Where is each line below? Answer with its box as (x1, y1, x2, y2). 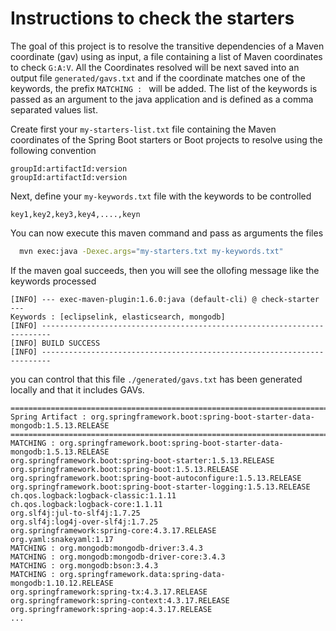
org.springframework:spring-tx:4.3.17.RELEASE (10, 587, 208, 597)
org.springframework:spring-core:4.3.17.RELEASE (10, 525, 217, 536)
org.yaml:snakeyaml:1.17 (10, 534, 114, 544)
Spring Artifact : (10, 412, 87, 422)
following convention (10, 144, 97, 156)
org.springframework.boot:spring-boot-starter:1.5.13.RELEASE (10, 455, 275, 466)
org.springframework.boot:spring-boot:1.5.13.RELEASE (10, 464, 240, 474)
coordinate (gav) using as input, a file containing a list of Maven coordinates (10, 50, 323, 62)
